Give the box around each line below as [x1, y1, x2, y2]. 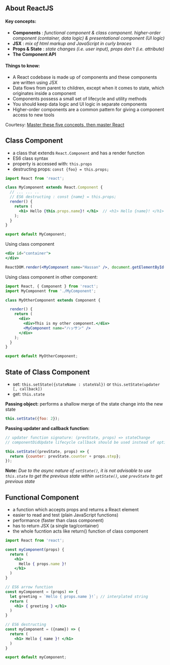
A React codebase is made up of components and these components [12, 74, 157, 80]
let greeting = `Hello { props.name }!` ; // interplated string [10, 594, 148, 599]
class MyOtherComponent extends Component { [5, 297, 101, 303]
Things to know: [5, 63, 40, 69]
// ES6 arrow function [5, 585, 53, 590]
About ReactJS [5, 4, 54, 13]
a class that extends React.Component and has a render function [12, 150, 145, 156]
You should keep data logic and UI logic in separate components [12, 101, 147, 107]
